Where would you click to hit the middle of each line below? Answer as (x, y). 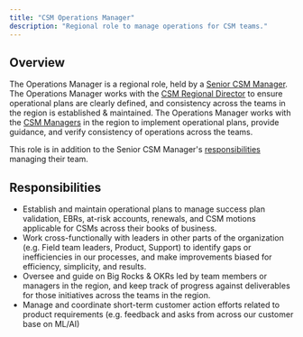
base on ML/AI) (51, 324)
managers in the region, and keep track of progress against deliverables (156, 286)
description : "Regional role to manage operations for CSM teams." (139, 26)
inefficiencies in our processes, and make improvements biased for (147, 257)
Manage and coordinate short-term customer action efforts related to (151, 305)
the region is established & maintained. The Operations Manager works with (150, 113)
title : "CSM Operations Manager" (72, 18)
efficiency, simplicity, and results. (84, 267)
